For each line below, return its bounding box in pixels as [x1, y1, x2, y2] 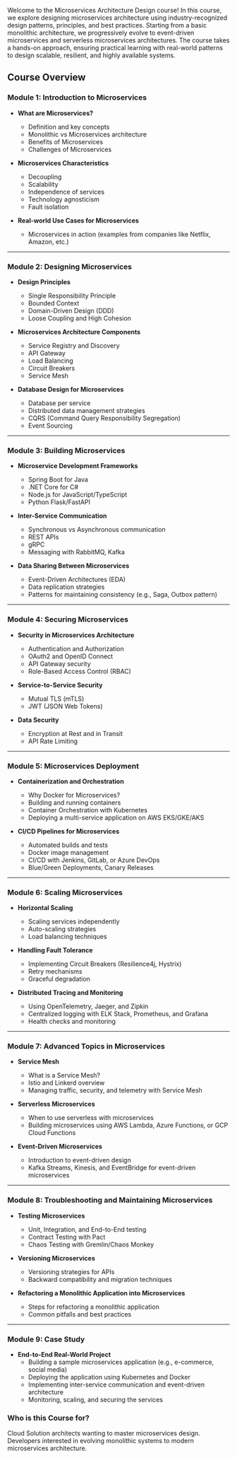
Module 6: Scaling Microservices [7, 887, 123, 897]
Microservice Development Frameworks [17, 462, 138, 470]
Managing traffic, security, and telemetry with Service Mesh [28, 1086, 202, 1095]
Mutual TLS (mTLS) [28, 694, 85, 703]
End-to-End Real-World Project [17, 1351, 111, 1359]
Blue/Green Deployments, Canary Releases [28, 863, 154, 872]
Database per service [28, 399, 91, 407]
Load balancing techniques [28, 933, 107, 941]
